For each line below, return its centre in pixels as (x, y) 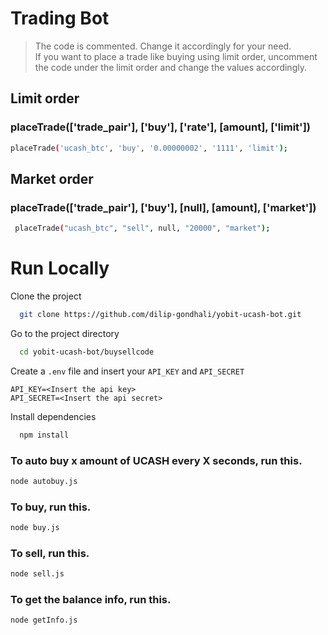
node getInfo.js (44, 620)
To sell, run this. (50, 553)
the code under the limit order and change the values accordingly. (170, 67)
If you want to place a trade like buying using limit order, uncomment (176, 56)
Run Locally (60, 268)
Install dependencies (53, 416)
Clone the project (46, 296)
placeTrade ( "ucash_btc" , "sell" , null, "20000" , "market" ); (142, 228)
